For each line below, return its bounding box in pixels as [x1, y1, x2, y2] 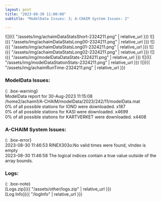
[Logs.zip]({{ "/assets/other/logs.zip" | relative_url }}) [5, 186, 111, 192]
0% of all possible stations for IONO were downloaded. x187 [5, 103, 125, 110]
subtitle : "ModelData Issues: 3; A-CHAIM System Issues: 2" [5, 16, 130, 21]
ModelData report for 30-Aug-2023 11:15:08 [5, 93, 93, 99]
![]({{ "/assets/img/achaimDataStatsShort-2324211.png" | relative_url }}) [5, 34, 149, 39]
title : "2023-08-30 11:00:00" [5, 12, 67, 17]
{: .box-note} [5, 181, 31, 187]
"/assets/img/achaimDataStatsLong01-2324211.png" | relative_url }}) [11, 44, 148, 50]
